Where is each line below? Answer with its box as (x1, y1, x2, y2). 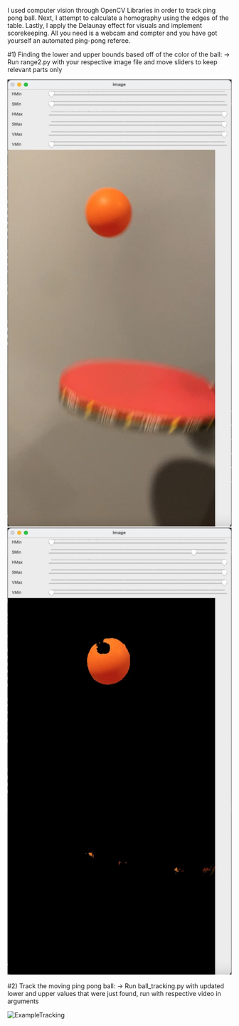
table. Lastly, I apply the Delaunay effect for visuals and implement (7, 21, 203, 29)
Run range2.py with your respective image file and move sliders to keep (7, 58, 218, 66)
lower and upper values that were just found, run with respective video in (7, 990, 222, 998)
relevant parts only (7, 66, 63, 73)
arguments (7, 997, 39, 1005)
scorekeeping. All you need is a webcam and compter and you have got (7, 29, 218, 37)
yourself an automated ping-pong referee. (7, 36, 131, 45)
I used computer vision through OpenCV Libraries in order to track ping (7, 6, 216, 14)
